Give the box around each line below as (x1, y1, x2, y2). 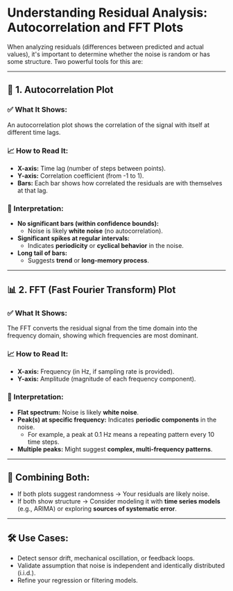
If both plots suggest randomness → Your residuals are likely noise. (17, 490, 210, 498)
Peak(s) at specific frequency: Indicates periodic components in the (17, 415, 217, 424)
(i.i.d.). (17, 569, 36, 577)
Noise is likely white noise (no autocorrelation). (27, 227, 163, 235)
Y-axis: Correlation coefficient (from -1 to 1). (17, 172, 144, 180)
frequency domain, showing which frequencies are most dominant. (7, 331, 199, 340)
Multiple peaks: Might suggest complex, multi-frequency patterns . (17, 444, 213, 453)
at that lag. (17, 186, 49, 194)
